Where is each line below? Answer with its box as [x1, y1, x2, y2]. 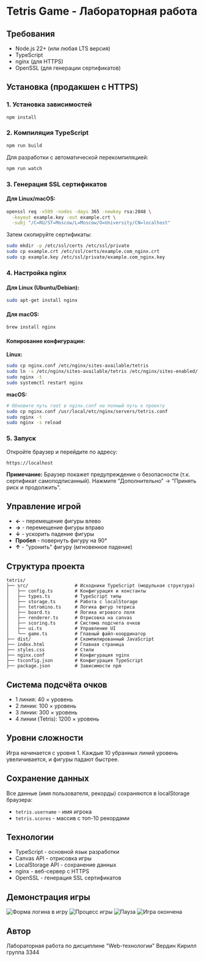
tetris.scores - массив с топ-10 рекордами [15, 814, 130, 821]
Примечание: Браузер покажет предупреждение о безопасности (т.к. [6, 471, 191, 478]
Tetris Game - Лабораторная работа [6, 4, 197, 18]
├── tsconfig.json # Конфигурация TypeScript [6, 658, 144, 664]
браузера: [6, 796, 32, 803]
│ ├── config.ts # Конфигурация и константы [6, 588, 147, 594]
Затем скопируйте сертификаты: [6, 231, 92, 238]
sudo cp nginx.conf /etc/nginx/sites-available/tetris [6, 362, 149, 369]
